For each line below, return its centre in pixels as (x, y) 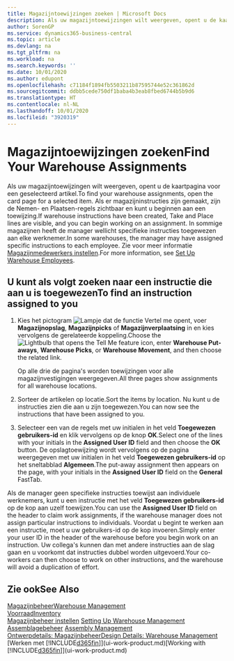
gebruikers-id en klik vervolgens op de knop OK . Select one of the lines (120, 435)
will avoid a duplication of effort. (53, 567)
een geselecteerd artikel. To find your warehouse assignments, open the (110, 193)
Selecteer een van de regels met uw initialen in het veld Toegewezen (116, 428)
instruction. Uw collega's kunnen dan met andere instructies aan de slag (111, 545)
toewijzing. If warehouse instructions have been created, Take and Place (110, 215)
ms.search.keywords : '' (42, 66)
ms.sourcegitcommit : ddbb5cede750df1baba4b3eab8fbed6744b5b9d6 (101, 91)
